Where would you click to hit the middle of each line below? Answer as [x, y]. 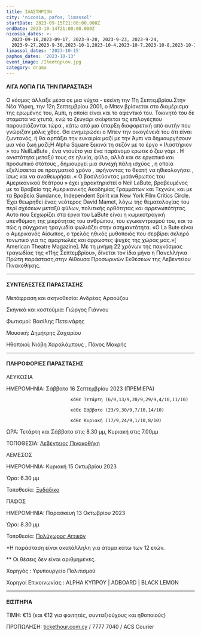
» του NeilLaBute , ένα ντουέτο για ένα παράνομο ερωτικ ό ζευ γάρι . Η [95, 151]
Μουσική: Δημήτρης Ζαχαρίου [44, 332]
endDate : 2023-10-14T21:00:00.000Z [51, 28]
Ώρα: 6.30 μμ [23, 478]
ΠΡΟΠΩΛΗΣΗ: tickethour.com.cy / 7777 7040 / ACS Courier [80, 627]
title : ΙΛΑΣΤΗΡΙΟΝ [29, 12]
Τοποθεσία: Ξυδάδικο [33, 489]
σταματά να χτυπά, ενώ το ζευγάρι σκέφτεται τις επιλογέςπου [84, 119]
